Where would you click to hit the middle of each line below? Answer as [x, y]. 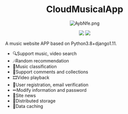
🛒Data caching [28, 106]
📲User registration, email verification [50, 85]
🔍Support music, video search [45, 53]
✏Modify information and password [49, 90]
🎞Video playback [31, 77]
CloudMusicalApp [85, 9]
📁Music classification [35, 66]
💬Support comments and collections [50, 72]
